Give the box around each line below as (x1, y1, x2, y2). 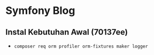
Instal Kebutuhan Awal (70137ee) (5, 27, 128, 37)
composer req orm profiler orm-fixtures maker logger (13, 43, 148, 49)
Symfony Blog (5, 4, 76, 17)
